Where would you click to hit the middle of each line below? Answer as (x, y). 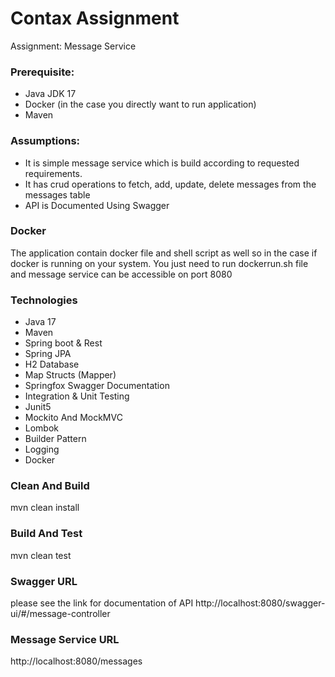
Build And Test (46, 534)
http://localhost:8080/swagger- (260, 603)
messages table (57, 194)
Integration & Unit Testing (77, 396)
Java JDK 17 (50, 94)
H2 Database (52, 364)
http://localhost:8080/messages (76, 661)
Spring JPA (48, 354)
